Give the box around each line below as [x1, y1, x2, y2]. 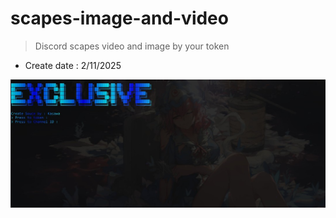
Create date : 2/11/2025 [24, 59, 122, 71]
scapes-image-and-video [10, 7, 229, 30]
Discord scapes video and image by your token [34, 40, 230, 52]
